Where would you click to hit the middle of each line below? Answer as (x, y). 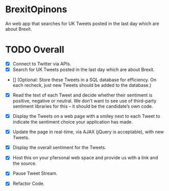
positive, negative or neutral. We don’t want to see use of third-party (84, 101)
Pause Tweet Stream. (35, 173)
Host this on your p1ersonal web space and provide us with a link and (85, 158)
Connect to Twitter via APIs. (42, 64)
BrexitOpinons (36, 9)
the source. (25, 163)
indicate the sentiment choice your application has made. (73, 122)
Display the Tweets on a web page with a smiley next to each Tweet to (86, 116)
